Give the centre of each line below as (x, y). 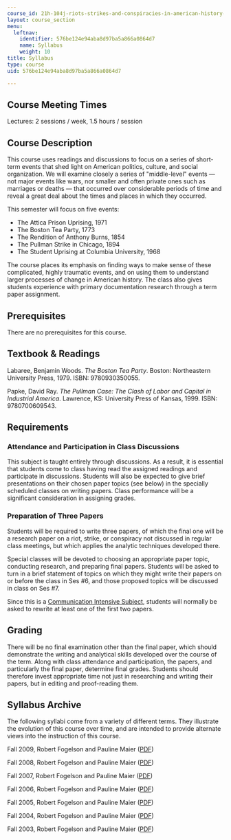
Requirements (38, 428)
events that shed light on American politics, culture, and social (110, 167)
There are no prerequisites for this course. (67, 332)
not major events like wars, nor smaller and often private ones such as (107, 181)
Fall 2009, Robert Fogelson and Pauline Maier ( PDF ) (80, 749)
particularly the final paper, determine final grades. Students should (103, 669)
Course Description (50, 143)
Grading (25, 630)
